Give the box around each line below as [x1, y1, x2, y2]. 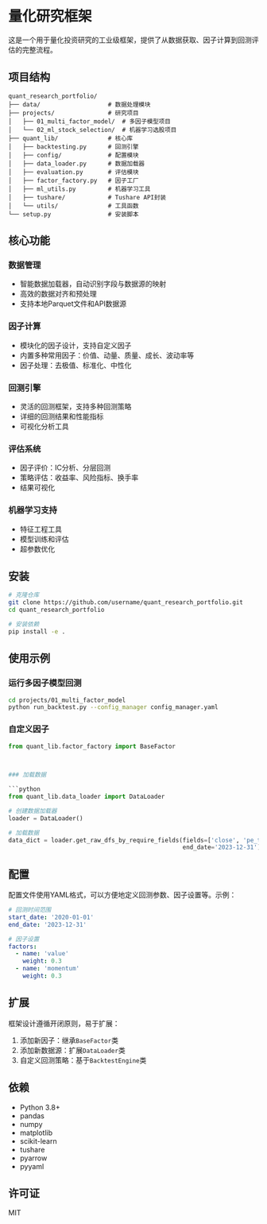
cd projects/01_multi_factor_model [8, 696, 126, 704]
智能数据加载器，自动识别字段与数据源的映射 [19, 279, 167, 289]
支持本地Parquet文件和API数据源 [19, 299, 127, 308]
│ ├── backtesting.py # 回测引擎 [8, 142, 139, 151]
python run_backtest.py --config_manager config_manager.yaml [8, 703, 219, 711]
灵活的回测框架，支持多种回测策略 [19, 402, 132, 412]
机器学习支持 [8, 505, 58, 516]
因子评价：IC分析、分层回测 [19, 463, 111, 473]
